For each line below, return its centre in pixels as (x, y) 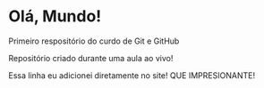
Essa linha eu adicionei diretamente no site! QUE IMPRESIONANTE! (132, 75)
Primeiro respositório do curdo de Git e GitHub (94, 41)
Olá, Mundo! (55, 16)
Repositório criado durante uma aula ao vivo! (91, 58)
